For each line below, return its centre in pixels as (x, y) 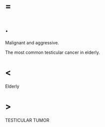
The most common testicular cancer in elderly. (52, 52)
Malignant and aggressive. (32, 43)
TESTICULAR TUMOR (27, 120)
